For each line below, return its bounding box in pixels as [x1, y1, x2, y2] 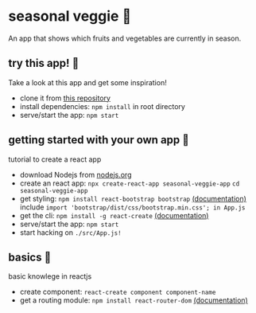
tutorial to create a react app [8, 155, 102, 164]
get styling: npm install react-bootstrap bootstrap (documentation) [19, 194, 246, 203]
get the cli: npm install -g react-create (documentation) [19, 210, 209, 220]
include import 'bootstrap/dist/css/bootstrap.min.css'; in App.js [19, 202, 246, 212]
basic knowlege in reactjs [8, 272, 92, 281]
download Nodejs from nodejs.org [19, 170, 132, 179]
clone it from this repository [19, 93, 111, 103]
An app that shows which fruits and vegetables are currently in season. [8, 33, 242, 43]
